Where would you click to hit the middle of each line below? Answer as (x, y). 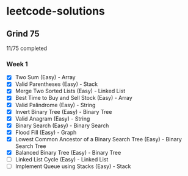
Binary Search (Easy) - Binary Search (62, 125)
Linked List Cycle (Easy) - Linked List (62, 159)
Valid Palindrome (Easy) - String (55, 105)
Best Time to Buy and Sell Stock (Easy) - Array (74, 98)
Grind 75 (23, 34)
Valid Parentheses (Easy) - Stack (56, 84)
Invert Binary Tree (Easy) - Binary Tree (63, 111)
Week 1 (17, 64)
